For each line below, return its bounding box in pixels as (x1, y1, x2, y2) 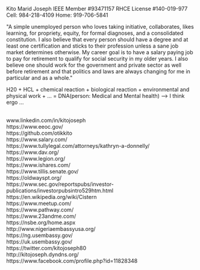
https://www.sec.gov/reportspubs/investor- (6, 180, 114, 188)
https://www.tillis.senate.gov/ (6, 168, 79, 175)
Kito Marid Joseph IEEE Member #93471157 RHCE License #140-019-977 (6, 5, 188, 12)
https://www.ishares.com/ (6, 162, 71, 168)
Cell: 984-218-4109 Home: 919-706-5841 (6, 11, 108, 19)
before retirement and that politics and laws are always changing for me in (6, 68, 191, 75)
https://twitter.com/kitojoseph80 (6, 245, 87, 251)
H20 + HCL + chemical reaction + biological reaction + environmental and (6, 86, 190, 93)
